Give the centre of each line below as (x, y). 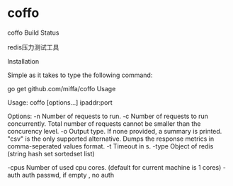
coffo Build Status (33, 33)
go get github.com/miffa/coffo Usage (62, 88)
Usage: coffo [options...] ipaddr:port (60, 102)
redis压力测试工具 (33, 47)
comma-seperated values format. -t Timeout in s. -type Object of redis (110, 146)
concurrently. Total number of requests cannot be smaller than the (104, 123)
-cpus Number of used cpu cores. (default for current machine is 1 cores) (114, 167)
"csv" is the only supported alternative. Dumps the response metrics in (111, 139)
